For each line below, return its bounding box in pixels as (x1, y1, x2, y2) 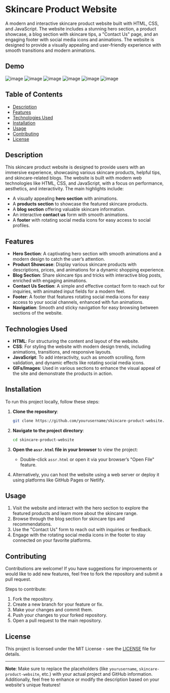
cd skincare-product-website (12, 437, 74, 442)
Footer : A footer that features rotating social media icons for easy (12, 294, 149, 300)
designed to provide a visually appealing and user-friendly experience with (5, 42, 161, 48)
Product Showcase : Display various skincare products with (12, 261, 137, 267)
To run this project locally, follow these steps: (5, 398, 100, 404)
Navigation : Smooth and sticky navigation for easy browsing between (12, 304, 159, 310)
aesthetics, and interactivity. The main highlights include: (5, 186, 124, 192)
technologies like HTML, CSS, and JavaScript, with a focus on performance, (5, 180, 164, 186)
